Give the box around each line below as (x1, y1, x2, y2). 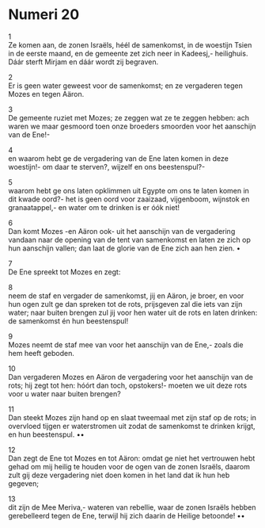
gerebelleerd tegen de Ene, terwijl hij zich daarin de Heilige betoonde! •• (8, 511, 245, 520)
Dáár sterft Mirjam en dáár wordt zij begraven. (8, 57, 159, 67)
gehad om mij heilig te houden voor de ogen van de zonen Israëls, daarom (8, 461, 251, 471)
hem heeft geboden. (8, 348, 75, 358)
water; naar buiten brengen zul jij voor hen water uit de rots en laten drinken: (8, 308, 258, 317)
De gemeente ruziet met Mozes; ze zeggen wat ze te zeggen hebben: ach (8, 113, 249, 122)
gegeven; (8, 478, 40, 488)
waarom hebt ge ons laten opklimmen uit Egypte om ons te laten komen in (8, 186, 249, 195)
